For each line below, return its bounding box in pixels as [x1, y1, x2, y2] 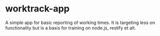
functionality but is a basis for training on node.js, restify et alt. [5, 24, 136, 30]
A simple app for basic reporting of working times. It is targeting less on [5, 19, 155, 25]
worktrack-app [5, 3, 70, 14]
